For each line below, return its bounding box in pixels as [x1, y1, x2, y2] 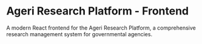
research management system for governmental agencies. [6, 30, 153, 37]
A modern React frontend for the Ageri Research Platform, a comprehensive [6, 24, 196, 31]
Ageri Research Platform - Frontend [6, 4, 189, 18]
